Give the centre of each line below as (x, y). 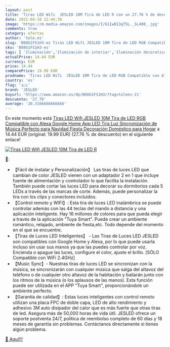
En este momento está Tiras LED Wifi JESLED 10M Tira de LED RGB (75, 118)
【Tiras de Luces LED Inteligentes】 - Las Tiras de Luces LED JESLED (86, 236)
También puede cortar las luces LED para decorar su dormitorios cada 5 (88, 186)
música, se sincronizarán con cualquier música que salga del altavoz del (88, 269)
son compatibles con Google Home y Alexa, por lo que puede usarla (84, 242)
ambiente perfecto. (32, 291)
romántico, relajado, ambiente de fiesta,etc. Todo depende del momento (88, 225)
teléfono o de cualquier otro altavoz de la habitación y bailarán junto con (88, 275)
